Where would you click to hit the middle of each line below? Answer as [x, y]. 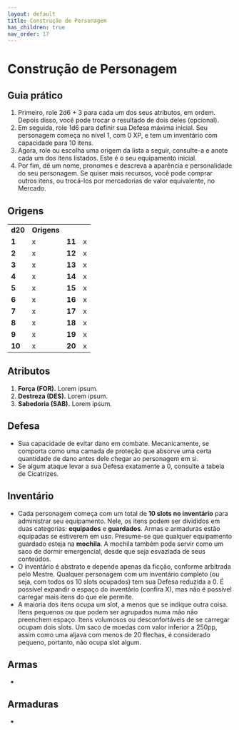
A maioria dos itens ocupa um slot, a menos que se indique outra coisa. [123, 604]
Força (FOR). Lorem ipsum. [58, 388]
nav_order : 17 [29, 34]
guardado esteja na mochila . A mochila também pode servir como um [120, 544]
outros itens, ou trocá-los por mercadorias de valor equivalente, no [116, 181]
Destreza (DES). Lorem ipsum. [63, 396]
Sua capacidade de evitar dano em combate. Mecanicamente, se [113, 443]
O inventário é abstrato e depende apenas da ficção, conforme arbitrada [124, 566]
